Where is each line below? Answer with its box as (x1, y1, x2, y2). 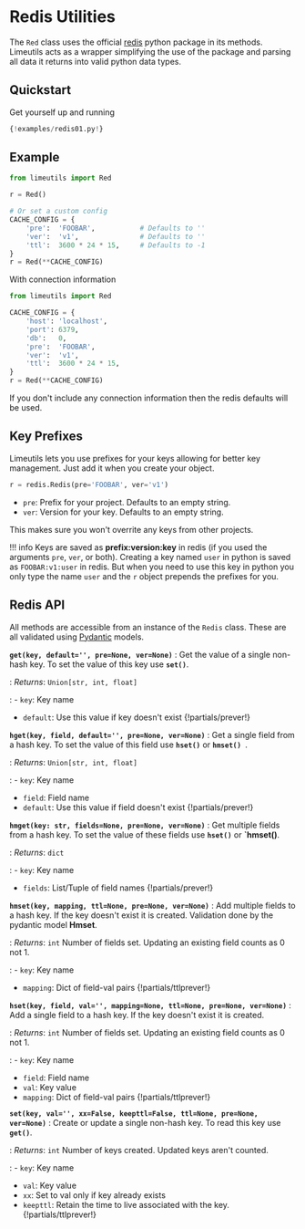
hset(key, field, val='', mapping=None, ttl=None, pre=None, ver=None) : (9, 999, 291, 1010)
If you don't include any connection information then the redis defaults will (9, 392, 289, 403)
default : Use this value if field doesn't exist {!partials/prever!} (22, 801, 254, 813)
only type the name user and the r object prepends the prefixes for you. (9, 570, 280, 581)
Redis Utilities (9, 6, 116, 27)
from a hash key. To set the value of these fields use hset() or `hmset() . (9, 828, 280, 840)
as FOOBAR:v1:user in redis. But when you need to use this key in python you (9, 561, 294, 572)
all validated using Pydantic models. (9, 631, 144, 642)
